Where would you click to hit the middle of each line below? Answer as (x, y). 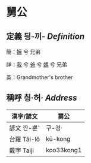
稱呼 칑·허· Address (42, 98)
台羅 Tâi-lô (25, 139)
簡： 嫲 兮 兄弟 (23, 52)
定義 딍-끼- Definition (45, 36)
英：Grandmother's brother (40, 77)
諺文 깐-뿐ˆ (25, 128)
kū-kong (58, 138)
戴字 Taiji (22, 150)
